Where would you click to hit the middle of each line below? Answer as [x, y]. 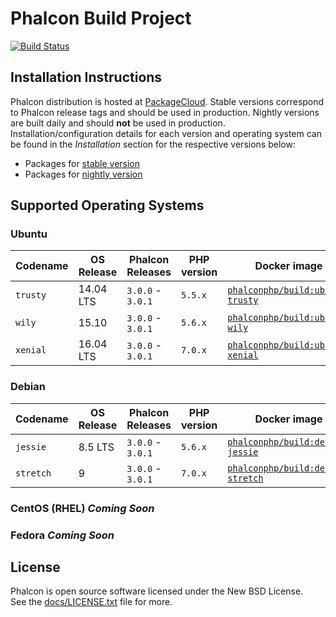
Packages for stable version [82, 163]
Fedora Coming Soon [62, 535]
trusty [31, 295]
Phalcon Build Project [101, 18]
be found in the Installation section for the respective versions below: [153, 144]
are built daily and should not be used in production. [118, 123]
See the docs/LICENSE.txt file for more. [91, 602]
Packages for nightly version [83, 174]
